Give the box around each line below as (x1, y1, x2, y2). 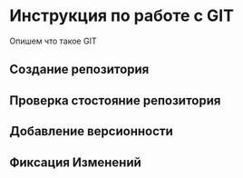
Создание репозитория (9, 62, 150, 77)
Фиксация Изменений (9, 154, 142, 170)
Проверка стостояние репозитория (9, 93, 221, 108)
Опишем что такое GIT (9, 35, 97, 46)
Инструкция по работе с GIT (9, 5, 234, 26)
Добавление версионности (9, 124, 174, 139)
